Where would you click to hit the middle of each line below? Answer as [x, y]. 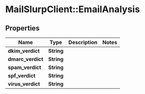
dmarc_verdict [26, 59]
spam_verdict [25, 67]
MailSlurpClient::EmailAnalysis [73, 9]
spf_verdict [22, 76]
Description [83, 42]
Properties [22, 28]
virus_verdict [24, 84]
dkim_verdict [24, 51]
